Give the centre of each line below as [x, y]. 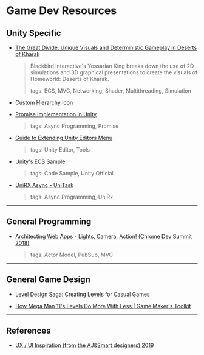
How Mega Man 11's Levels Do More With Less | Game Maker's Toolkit [103, 306]
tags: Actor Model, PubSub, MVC [72, 255]
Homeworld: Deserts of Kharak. [70, 79]
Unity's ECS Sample [40, 161]
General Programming [49, 222]
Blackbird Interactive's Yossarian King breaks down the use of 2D [112, 66]
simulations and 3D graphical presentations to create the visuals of [114, 72]
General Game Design [49, 280]
